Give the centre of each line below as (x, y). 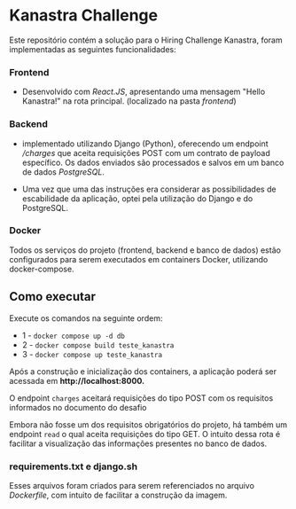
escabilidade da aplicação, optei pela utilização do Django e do (137, 198)
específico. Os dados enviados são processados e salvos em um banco (153, 162)
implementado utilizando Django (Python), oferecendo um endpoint (145, 144)
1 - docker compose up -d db (74, 335)
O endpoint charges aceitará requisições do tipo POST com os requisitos (141, 398)
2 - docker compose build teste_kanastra (98, 345)
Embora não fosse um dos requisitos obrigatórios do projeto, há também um (148, 424)
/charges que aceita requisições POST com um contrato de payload (146, 153)
